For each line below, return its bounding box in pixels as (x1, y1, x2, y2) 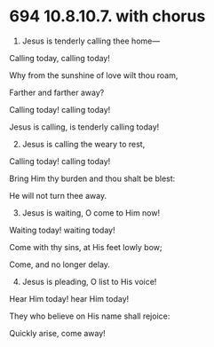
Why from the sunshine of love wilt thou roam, (9, 69, 178, 81)
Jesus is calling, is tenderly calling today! (9, 122, 160, 132)
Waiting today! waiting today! (9, 225, 115, 235)
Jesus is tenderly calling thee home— (21, 35, 161, 46)
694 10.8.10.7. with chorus (9, 6, 206, 27)
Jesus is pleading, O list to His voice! (21, 276, 157, 287)
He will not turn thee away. (9, 190, 107, 201)
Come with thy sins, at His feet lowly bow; (9, 241, 162, 252)
